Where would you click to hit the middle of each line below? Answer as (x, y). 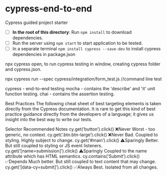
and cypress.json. (23, 69)
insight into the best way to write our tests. (49, 120)
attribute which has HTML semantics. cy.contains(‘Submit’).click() (73, 156)
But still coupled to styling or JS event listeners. (54, 146)
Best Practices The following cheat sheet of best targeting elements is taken (83, 104)
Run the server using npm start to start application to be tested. (78, 43)
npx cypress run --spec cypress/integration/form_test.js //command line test (83, 79)
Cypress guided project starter (37, 22)
